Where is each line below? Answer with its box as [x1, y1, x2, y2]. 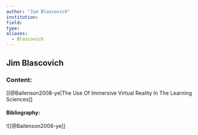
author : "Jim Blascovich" [6, 8, 70, 15]
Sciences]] [6, 95, 33, 102]
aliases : [6, 31, 28, 37]
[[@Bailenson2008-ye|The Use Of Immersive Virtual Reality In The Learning [6, 89, 192, 97]
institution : [6, 14, 39, 20]
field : [6, 20, 23, 25]
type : [6, 25, 20, 31]
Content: [6, 76, 33, 84]
